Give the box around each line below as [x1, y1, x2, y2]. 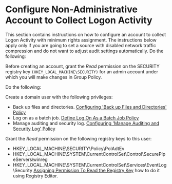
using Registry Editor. [12, 173, 58, 179]
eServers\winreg [12, 156, 48, 162]
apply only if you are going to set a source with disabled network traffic [5, 42, 157, 48]
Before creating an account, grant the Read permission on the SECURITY [5, 63, 160, 69]
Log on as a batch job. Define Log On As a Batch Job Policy [12, 114, 139, 121]
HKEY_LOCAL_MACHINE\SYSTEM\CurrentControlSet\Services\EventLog [12, 161, 167, 168]
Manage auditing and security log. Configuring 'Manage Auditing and [12, 120, 160, 126]
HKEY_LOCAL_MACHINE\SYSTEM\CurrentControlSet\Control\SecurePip [12, 151, 166, 157]
